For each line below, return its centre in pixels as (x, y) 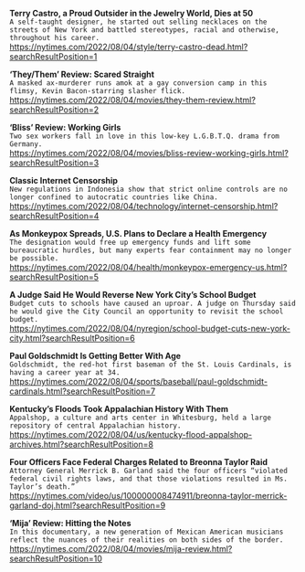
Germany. (26, 144)
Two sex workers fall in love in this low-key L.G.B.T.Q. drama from (145, 136)
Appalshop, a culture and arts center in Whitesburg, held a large (141, 418)
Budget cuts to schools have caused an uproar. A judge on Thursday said (153, 303)
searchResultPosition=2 (54, 110)
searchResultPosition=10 (56, 558)
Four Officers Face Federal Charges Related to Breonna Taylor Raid (138, 462)
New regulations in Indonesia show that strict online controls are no (148, 189)
